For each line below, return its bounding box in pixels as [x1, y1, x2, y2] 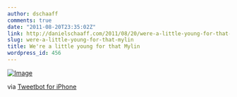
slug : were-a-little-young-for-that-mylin [7, 37, 134, 44]
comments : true [7, 17, 52, 24]
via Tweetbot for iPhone [7, 82, 77, 91]
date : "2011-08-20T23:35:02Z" [7, 23, 97, 30]
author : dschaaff [7, 10, 59, 18]
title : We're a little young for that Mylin [7, 43, 140, 50]
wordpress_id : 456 [7, 50, 61, 57]
